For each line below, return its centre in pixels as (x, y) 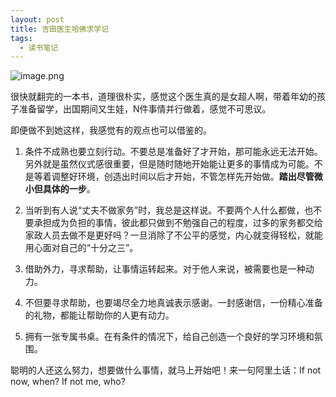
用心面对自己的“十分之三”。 (81, 248)
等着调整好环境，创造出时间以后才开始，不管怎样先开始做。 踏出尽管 (174, 177)
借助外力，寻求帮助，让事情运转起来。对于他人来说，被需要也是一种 (165, 269)
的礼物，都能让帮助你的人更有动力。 (99, 315)
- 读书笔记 (39, 47)
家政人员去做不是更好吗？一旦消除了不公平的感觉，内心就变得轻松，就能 (173, 235)
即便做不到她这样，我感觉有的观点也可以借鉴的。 (111, 130)
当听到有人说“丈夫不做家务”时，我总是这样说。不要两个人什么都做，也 (169, 210)
